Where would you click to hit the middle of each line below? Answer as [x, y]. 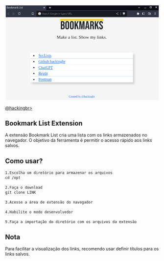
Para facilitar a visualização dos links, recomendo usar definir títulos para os [82, 249]
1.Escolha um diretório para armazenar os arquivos [59, 173]
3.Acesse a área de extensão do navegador [49, 202]
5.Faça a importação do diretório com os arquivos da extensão [71, 222]
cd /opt [13, 178]
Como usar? [24, 161]
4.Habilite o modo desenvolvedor [39, 212]
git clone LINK [21, 193]
